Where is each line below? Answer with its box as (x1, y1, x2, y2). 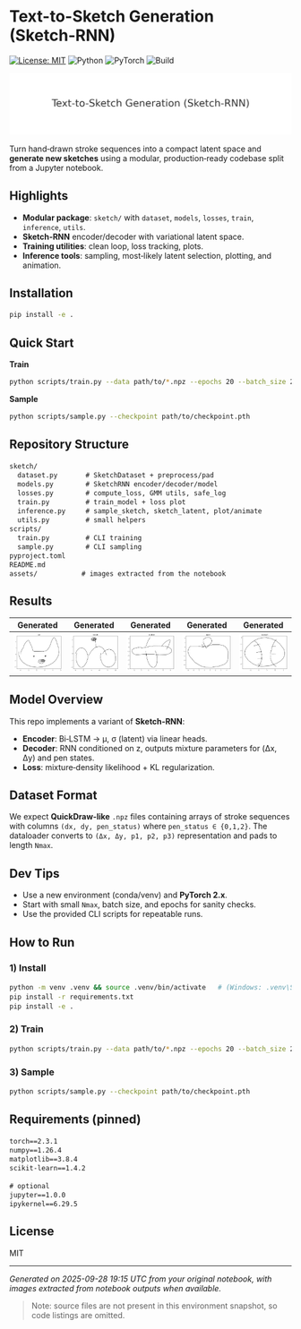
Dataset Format (9, 787, 98, 802)
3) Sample (9, 1066, 56, 1078)
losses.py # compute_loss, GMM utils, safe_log (17, 488, 227, 498)
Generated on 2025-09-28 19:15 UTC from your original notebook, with (9, 1273, 272, 1284)
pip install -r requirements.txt (9, 992, 134, 1001)
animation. (21, 260, 62, 270)
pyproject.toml (9, 551, 66, 561)
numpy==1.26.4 (9, 1145, 63, 1154)
